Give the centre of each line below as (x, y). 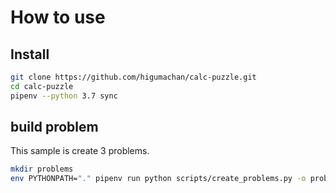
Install (30, 54)
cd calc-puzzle (42, 86)
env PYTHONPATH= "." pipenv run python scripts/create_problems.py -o (158, 179)
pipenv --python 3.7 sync (64, 96)
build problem (54, 127)
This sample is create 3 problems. (80, 151)
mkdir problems (42, 169)
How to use (58, 17)
